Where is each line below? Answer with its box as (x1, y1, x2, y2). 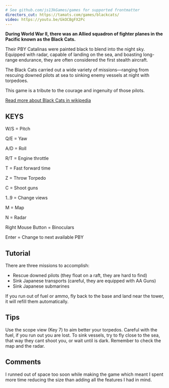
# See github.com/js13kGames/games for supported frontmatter (5, 7, 140, 13)
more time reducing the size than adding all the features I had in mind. (5, 376, 152, 382)
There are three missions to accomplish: (5, 263, 90, 268)
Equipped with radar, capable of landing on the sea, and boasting (5, 51, 143, 58)
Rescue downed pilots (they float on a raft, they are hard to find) (12, 272, 148, 278)
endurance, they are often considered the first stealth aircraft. (18, 57, 149, 63)
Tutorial (5, 249, 31, 258)
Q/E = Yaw (5, 135, 27, 142)
